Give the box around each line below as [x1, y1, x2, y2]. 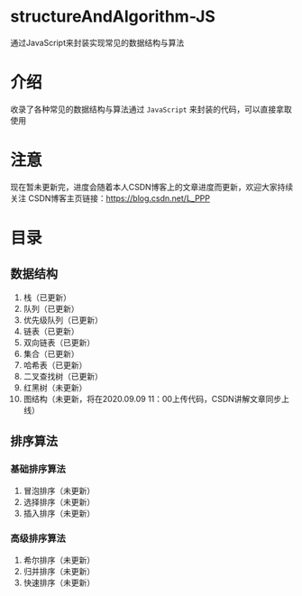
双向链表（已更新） [23, 336, 96, 348]
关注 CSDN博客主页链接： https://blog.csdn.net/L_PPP [10, 192, 211, 204]
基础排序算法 [10, 463, 67, 475]
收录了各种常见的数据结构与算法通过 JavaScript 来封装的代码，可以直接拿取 [10, 104, 292, 115]
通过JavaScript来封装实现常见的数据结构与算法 [10, 37, 185, 48]
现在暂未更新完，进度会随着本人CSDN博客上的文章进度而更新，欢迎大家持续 [10, 181, 294, 192]
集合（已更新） [23, 348, 79, 359]
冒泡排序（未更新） [23, 485, 96, 496]
